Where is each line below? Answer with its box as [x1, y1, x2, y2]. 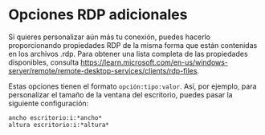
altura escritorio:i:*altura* [8, 121, 110, 129]
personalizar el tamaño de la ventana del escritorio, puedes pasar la [8, 89, 233, 99]
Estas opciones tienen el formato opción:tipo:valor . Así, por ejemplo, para [8, 81, 257, 91]
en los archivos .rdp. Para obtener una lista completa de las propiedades [8, 49, 248, 58]
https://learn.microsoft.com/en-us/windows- [79, 58, 229, 67]
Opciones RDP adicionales [8, 6, 188, 24]
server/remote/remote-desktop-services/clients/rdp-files [8, 66, 198, 75]
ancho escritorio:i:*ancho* [8, 113, 103, 121]
